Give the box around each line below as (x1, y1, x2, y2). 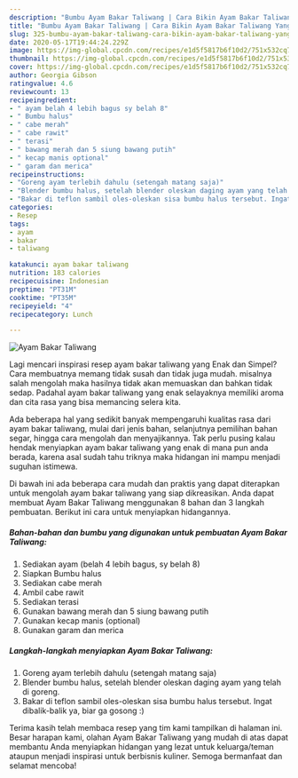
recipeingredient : (9, 95, 77, 105)
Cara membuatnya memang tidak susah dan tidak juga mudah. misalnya (9, 369, 272, 379)
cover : (9, 63, 34, 72)
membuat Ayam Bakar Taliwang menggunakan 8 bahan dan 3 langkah (9, 497, 264, 508)
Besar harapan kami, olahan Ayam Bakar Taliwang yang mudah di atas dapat (9, 732, 288, 742)
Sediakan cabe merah (21, 578, 103, 589)
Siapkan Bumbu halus (21, 568, 102, 579)
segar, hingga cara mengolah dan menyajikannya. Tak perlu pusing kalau (9, 433, 276, 444)
